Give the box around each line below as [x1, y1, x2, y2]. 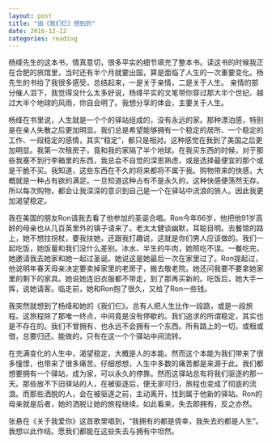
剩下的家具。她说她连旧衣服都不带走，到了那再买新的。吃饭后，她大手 [22, 274, 257, 284]
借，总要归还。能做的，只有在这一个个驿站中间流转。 [8, 331, 186, 341]
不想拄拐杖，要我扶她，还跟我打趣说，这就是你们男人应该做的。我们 [29, 234, 257, 243]
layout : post [8, 11, 53, 20]
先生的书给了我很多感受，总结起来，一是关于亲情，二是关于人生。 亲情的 [8, 78, 252, 87]
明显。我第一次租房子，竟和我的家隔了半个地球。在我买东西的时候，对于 [15, 146, 257, 155]
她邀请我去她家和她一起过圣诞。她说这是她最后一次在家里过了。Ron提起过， [8, 254, 263, 264]
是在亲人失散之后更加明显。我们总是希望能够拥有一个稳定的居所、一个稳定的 [8, 125, 264, 135]
